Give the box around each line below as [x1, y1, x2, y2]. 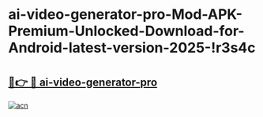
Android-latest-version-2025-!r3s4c [8, 39, 256, 57]
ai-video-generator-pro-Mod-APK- [8, 5, 243, 24]
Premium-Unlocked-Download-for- [8, 22, 245, 40]
